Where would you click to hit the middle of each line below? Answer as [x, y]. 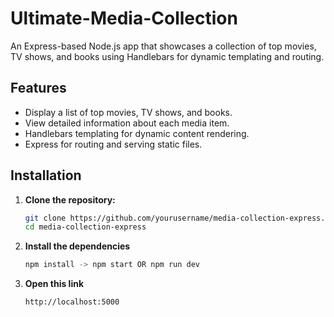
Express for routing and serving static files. [113, 144]
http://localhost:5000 [72, 302]
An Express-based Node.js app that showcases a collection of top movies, [163, 46]
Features [38, 88]
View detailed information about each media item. [127, 123]
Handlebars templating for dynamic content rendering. [137, 133]
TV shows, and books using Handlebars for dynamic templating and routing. [167, 56]
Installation [46, 175]
